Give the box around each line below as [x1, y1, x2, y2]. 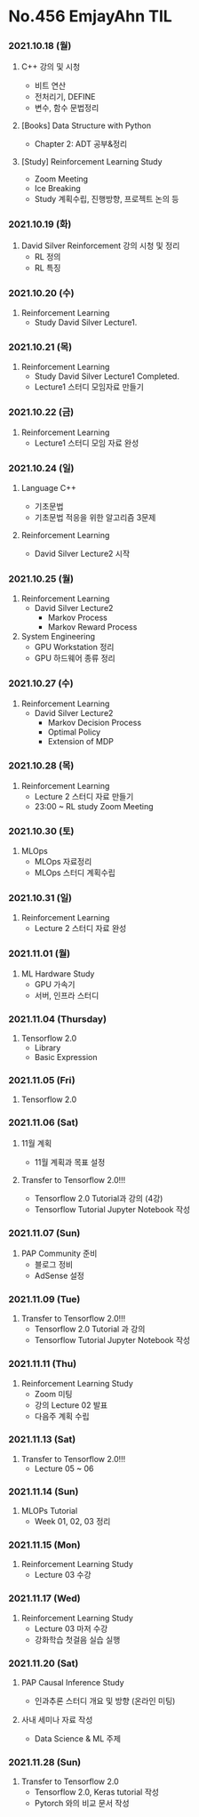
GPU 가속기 [34, 978, 76, 989]
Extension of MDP [47, 736, 115, 746]
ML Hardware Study [20, 968, 95, 979]
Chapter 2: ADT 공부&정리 [34, 139, 128, 149]
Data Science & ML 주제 [34, 1733, 122, 1744]
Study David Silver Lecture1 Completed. [34, 371, 179, 382]
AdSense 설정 [34, 1270, 85, 1281]
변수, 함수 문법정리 [34, 102, 99, 113]
